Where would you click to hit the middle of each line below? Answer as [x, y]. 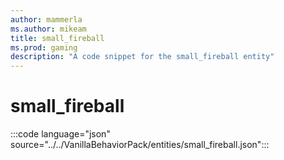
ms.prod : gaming [44, 47]
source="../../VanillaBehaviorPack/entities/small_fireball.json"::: [140, 145]
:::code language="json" [60, 134]
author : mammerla [46, 19]
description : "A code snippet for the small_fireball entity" [142, 57]
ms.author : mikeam [48, 29]
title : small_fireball [57, 38]
